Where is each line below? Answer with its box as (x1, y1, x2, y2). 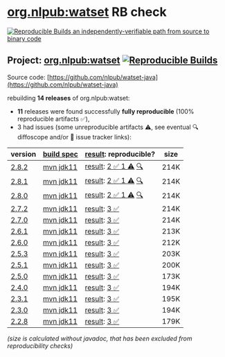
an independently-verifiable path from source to (72, 27, 210, 35)
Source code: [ (7, 73, 50, 81)
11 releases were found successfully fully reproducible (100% (17, 107, 195, 115)
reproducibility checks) (7, 341, 73, 350)
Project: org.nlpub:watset (7, 55, 120, 67)
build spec (42, 149, 78, 159)
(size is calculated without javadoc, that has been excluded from (7, 334, 192, 342)
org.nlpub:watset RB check (7, 4, 168, 20)
